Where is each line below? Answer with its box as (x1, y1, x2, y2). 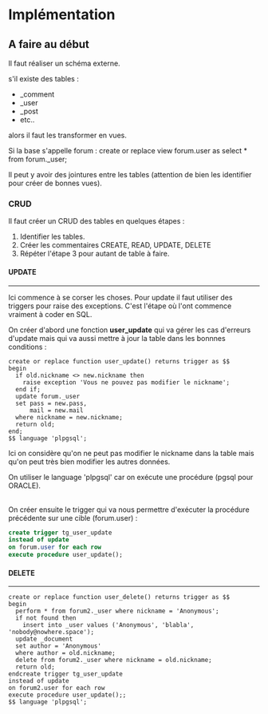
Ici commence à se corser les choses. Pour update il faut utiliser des (8, 292, 233, 302)
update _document (15, 635, 73, 644)
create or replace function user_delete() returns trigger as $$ (8, 593, 230, 601)
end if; (15, 385, 41, 393)
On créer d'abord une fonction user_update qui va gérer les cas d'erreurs (8, 325, 251, 335)
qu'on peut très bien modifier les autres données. (8, 457, 171, 466)
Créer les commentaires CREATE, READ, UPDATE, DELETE (19, 240, 211, 250)
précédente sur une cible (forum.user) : (8, 513, 138, 522)
